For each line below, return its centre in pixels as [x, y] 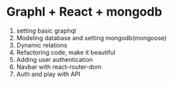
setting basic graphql [46, 31]
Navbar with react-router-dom [59, 67]
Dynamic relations [42, 45]
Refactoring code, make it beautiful [66, 52]
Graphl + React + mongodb [84, 12]
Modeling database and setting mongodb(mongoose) [91, 37]
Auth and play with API [48, 74]
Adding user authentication [54, 59]
